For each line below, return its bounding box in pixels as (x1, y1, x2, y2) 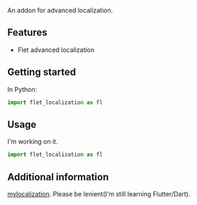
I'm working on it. (7, 137, 58, 146)
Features (7, 26, 47, 38)
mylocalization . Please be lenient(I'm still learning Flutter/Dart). (7, 190, 191, 198)
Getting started (7, 66, 77, 78)
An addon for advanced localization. (7, 6, 113, 14)
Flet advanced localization (17, 46, 95, 54)
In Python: (7, 85, 38, 93)
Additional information (7, 171, 109, 183)
